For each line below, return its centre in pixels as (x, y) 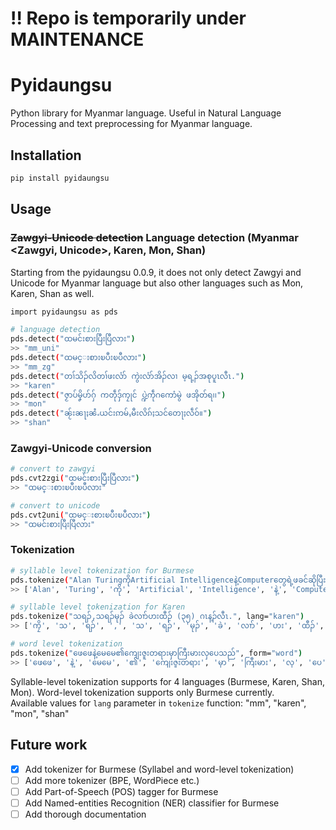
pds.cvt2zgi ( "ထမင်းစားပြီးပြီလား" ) (75, 478)
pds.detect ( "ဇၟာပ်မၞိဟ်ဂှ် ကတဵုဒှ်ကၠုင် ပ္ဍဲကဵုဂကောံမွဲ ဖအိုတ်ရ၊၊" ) (118, 395)
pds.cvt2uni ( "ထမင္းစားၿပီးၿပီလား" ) (81, 515)
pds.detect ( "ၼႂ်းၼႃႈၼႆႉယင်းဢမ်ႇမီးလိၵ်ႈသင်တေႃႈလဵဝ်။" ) (111, 413)
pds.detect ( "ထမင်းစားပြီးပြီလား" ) (73, 339)
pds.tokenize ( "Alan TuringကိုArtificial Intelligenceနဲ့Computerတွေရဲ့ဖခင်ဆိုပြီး (168, 580)
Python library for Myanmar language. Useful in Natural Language (146, 113)
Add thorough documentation (85, 814)
